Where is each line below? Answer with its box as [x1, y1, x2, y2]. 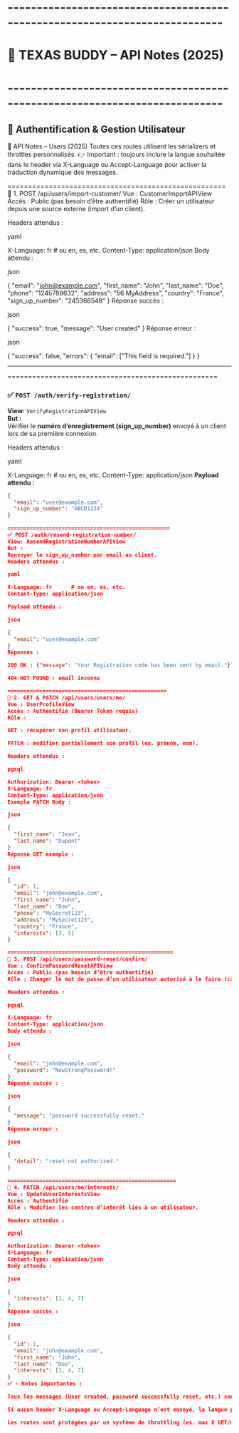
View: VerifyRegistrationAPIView [7, 406, 107, 415]
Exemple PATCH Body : [7, 799, 72, 806]
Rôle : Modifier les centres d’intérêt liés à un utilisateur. [7, 1204, 199, 1211]
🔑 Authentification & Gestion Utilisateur [7, 123, 186, 135]
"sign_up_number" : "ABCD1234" [14, 505, 103, 512]
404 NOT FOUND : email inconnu [7, 674, 100, 682]
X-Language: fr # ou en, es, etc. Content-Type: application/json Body [7, 246, 210, 255]
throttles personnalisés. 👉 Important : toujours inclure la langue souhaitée [7, 150, 225, 159]
